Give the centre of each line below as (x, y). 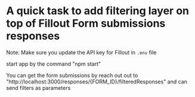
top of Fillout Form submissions (86, 23)
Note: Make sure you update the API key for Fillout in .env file (81, 52)
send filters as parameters (38, 88)
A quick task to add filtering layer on (98, 11)
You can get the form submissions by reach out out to (72, 75)
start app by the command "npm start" (54, 64)
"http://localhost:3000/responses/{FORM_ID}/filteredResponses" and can (97, 82)
